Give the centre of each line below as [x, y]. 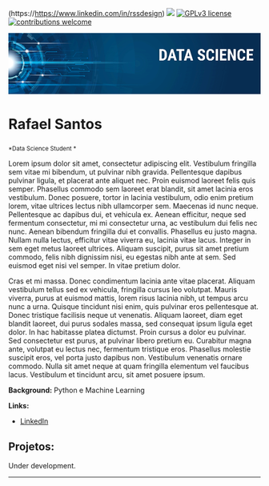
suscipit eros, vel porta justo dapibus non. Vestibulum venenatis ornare [125, 358]
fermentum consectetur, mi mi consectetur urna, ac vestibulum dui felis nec [133, 223]
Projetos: [31, 446]
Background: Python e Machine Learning [77, 390]
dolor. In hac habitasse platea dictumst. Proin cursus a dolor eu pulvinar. [127, 332]
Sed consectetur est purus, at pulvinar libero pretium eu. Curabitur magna [130, 341]
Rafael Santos [55, 124]
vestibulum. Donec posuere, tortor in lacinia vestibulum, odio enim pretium [131, 198]
